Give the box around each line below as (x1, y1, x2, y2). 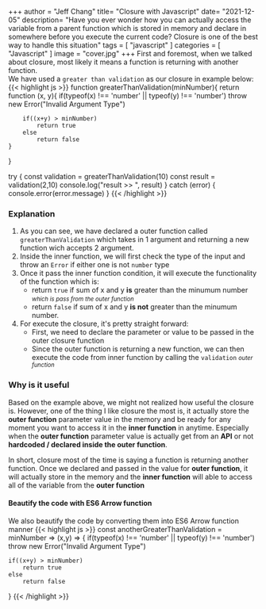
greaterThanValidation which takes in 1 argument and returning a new (19, 235, 250, 244)
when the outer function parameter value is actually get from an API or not (8, 431, 254, 441)
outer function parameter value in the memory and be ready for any (8, 414, 232, 423)
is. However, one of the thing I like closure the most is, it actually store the (8, 406, 250, 416)
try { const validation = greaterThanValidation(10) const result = (8, 172, 216, 181)
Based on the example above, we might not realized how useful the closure (8, 397, 254, 407)
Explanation (8, 208, 56, 219)
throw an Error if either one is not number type (19, 260, 170, 270)
